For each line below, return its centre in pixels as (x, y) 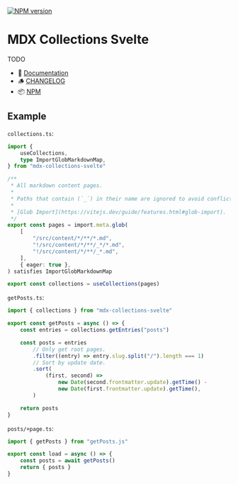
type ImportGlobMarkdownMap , (63, 159)
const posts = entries (53, 343)
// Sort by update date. (69, 362)
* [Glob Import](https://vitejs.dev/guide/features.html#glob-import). (118, 212)
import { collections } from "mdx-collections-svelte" (90, 311)
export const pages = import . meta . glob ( (68, 225)
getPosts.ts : (26, 298)
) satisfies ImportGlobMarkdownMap (60, 271)
